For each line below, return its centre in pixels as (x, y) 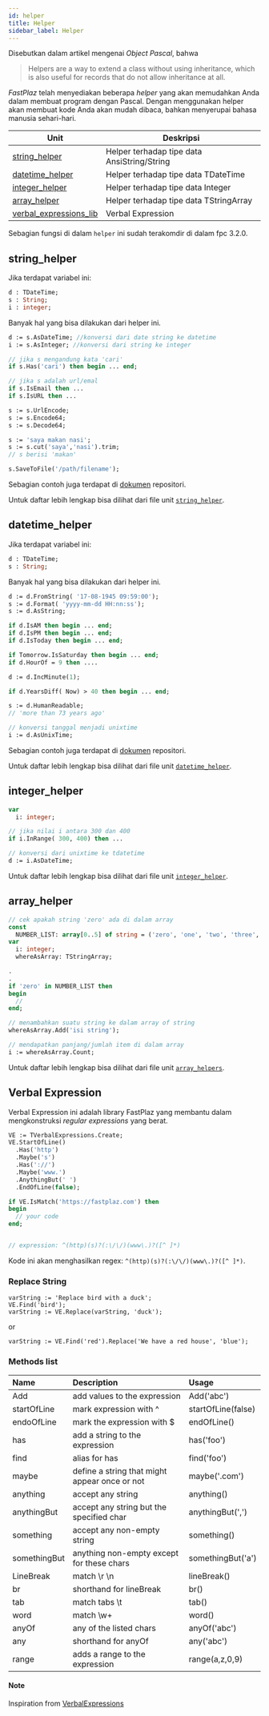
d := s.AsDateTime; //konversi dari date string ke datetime (112, 337)
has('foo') (207, 1440)
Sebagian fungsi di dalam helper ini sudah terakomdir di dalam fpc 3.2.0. (128, 234)
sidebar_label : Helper (46, 30)
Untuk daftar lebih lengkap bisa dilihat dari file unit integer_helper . (118, 876)
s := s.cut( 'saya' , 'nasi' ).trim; (64, 447)
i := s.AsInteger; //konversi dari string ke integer (100, 345)
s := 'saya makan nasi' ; (50, 440)
